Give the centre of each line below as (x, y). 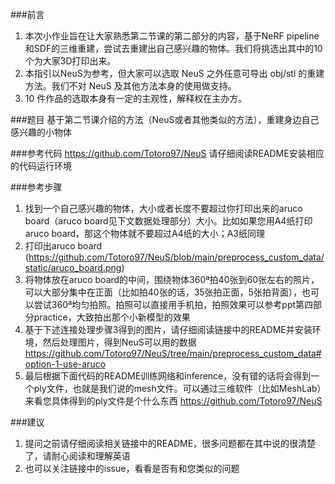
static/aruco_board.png (73, 267)
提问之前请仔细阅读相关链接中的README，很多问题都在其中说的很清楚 (170, 443)
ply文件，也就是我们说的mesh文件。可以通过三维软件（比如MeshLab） (177, 388)
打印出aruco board (63, 246)
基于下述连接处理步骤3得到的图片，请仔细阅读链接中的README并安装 (168, 329)
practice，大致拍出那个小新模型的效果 (112, 317)
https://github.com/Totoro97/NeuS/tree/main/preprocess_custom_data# (173, 353)
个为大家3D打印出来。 (70, 61)
